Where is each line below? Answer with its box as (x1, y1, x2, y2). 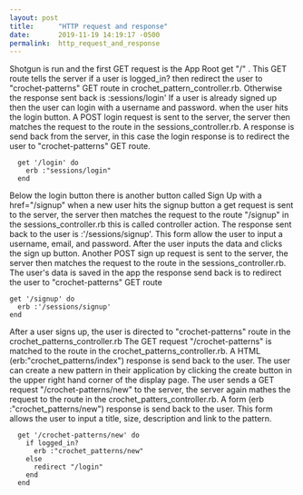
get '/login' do (17, 158, 79, 168)
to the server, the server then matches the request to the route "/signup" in (9, 210, 289, 221)
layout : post (9, 13, 59, 23)
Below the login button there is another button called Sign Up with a (9, 190, 262, 201)
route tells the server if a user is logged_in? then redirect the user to (9, 74, 263, 84)
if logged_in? (25, 439, 79, 448)
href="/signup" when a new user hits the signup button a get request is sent (9, 200, 294, 211)
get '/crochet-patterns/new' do (17, 431, 141, 441)
